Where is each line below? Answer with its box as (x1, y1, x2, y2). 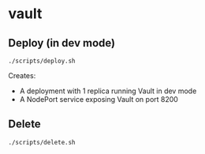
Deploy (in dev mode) (8, 36, 116, 50)
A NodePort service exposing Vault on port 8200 (19, 95, 179, 103)
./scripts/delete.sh (8, 138, 76, 146)
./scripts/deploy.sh (8, 57, 76, 65)
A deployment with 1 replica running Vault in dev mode (19, 86, 197, 96)
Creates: (8, 71, 36, 80)
